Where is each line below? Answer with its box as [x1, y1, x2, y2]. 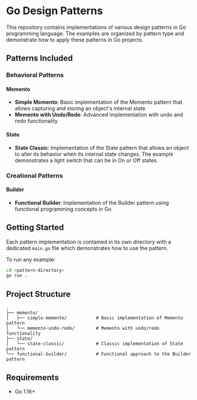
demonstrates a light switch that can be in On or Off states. [14, 156, 158, 163]
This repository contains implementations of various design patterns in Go [6, 24, 186, 31]
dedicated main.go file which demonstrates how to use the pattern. [6, 244, 168, 251]
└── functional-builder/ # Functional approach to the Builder [6, 351, 192, 358]
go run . [6, 273, 28, 278]
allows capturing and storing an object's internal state [14, 105, 146, 112]
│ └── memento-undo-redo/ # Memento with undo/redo [6, 326, 160, 332]
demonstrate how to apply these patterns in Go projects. [6, 36, 143, 43]
